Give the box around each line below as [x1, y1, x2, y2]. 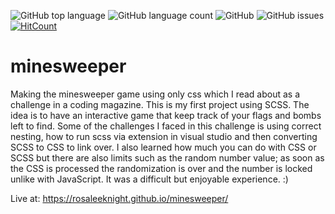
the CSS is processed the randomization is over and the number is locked [10, 162, 313, 174]
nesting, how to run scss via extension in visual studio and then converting [10, 130, 318, 142]
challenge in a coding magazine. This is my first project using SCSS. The [10, 98, 310, 110]
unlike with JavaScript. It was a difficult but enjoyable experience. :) [10, 173, 289, 185]
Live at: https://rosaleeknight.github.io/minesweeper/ [10, 192, 229, 204]
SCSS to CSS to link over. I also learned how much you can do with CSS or [10, 141, 317, 153]
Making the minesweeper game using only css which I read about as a [10, 88, 301, 100]
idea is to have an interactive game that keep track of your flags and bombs [10, 109, 322, 121]
